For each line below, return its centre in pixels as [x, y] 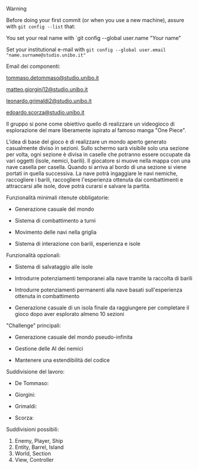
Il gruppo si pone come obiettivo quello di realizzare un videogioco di [90, 124]
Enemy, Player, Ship [39, 441]
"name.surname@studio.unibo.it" [46, 55]
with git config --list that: [41, 26]
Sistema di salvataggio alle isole [54, 267]
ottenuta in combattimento [47, 296]
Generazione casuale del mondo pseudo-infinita [74, 337]
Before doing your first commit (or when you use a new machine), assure [95, 20]
